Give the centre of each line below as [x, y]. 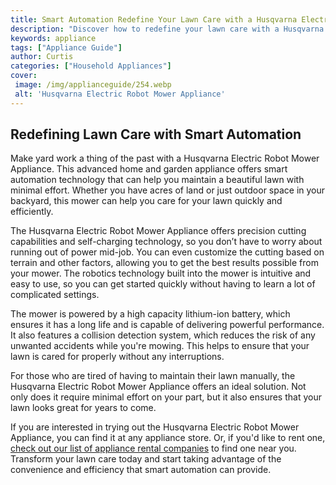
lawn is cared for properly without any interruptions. [117, 357]
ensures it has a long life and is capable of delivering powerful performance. [167, 325]
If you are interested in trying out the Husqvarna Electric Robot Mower [155, 427]
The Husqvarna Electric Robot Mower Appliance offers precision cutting [158, 231]
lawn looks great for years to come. [83, 408]
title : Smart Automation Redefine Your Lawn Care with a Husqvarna [154, 19]
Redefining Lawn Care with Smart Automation [156, 134]
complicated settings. [55, 295]
